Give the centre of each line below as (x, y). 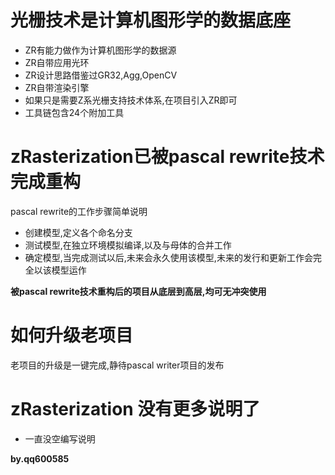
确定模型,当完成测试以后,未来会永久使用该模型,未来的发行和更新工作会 (168, 257)
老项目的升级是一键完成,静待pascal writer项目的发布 (117, 365)
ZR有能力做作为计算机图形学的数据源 (100, 50)
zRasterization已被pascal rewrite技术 (167, 157)
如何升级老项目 (72, 335)
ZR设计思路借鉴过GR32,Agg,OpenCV (101, 75)
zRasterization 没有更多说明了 (135, 409)
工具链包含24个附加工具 (74, 112)
